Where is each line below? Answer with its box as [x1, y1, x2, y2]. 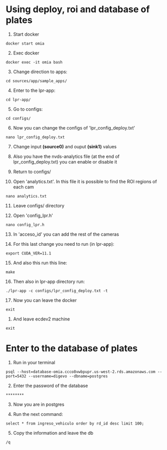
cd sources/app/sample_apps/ [6, 78, 67, 83]
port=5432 [6, 373, 27, 379]
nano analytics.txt [6, 194, 47, 199]
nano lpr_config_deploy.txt [6, 135, 65, 140]
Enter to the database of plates [6, 343, 138, 354]
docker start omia [6, 41, 45, 46]
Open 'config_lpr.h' [13, 212, 53, 218]
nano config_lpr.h [6, 222, 45, 227]
